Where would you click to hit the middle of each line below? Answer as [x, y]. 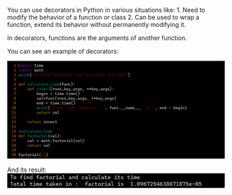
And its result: [27, 170]
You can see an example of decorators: [63, 51]
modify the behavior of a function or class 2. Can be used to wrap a [103, 17]
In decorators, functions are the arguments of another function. [97, 38]
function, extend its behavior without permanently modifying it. [97, 24]
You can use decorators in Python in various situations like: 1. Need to [106, 10]
